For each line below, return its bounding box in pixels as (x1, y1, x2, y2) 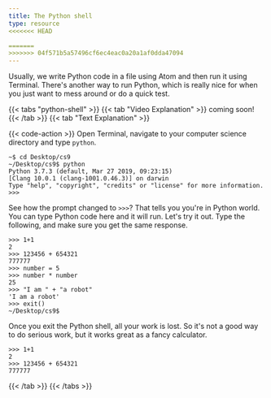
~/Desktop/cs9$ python (8, 160, 85, 169)
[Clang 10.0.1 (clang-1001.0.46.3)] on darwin (8, 175, 169, 183)
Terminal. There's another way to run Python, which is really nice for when (8, 80, 258, 90)
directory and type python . (8, 137, 97, 147)
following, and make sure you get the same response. (8, 220, 189, 230)
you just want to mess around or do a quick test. (8, 89, 170, 98)
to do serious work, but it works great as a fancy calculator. (8, 330, 208, 340)
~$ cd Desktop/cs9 (8, 154, 71, 162)
